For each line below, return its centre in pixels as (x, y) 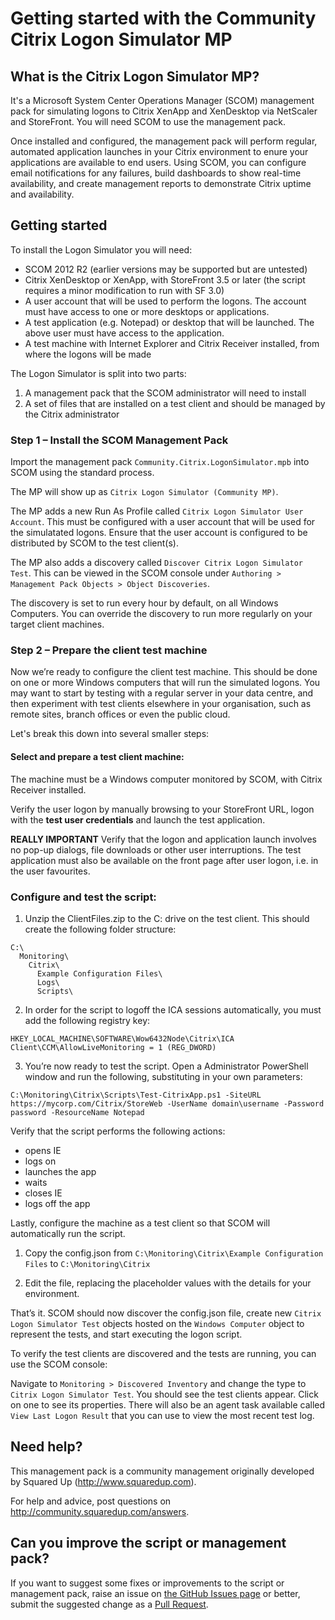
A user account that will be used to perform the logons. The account (165, 301)
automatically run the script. (68, 1233)
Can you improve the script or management (148, 1543)
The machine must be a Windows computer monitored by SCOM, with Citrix (166, 779)
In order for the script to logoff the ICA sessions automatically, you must (173, 1009)
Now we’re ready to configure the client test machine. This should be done (164, 672)
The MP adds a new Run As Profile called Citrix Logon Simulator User (157, 511)
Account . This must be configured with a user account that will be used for (163, 522)
